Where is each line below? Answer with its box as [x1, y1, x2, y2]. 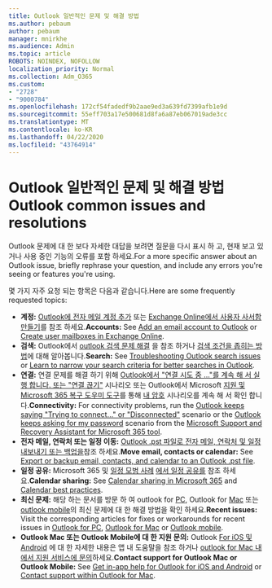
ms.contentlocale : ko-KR [8, 125, 93, 134]
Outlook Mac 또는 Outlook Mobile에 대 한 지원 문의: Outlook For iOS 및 [20, 533, 252, 542]
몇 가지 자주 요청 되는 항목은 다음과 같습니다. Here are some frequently [8, 286, 235, 296]
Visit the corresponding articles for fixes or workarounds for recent [20, 514, 246, 524]
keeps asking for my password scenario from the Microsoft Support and [20, 419, 262, 428]
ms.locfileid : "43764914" [8, 140, 96, 149]
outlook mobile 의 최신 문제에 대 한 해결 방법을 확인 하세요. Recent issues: [20, 505, 258, 515]
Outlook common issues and [8, 196, 206, 214]
